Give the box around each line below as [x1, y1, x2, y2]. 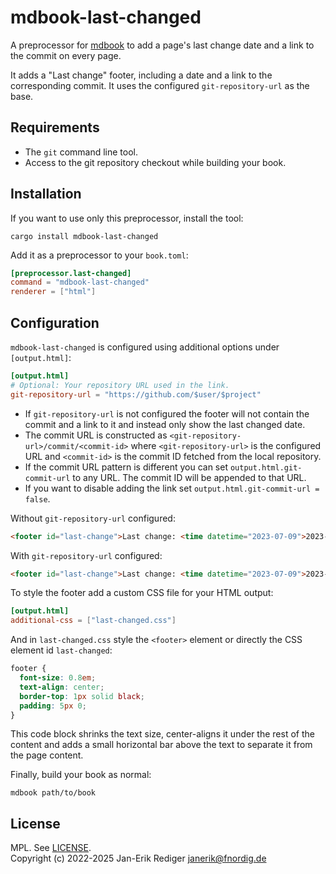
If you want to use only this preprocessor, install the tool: [10, 212, 244, 224]
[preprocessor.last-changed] [10, 268, 132, 278]
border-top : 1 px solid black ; [19, 691, 145, 701]
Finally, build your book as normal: [10, 769, 152, 781]
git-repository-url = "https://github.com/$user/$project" [10, 389, 262, 400]
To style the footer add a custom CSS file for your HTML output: [10, 587, 274, 599]
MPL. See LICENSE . [10, 842, 92, 854]
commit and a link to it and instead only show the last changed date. [24, 418, 306, 430]
